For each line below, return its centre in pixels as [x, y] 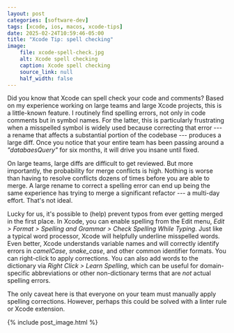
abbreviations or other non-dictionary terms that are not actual [121, 273]
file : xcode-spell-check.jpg [62, 53]
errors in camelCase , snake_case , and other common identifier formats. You [117, 251]
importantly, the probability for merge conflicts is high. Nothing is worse [110, 171]
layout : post [26, 14]
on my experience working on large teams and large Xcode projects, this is [115, 106]
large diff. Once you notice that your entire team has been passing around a [116, 143]
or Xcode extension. [36, 309]
